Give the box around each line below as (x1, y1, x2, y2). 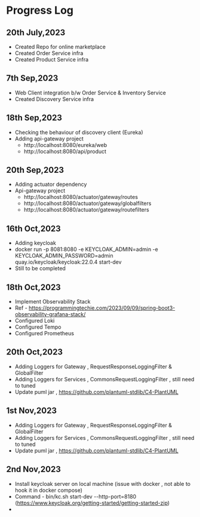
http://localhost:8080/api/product (23, 148, 106, 155)
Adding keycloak (14, 240, 57, 247)
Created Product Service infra (14, 56, 89, 63)
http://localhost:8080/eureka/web (23, 141, 107, 148)
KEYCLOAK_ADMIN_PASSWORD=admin (14, 252, 113, 259)
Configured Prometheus (14, 330, 75, 337)
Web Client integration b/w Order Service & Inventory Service (14, 89, 166, 96)
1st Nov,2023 (6, 406, 57, 416)
